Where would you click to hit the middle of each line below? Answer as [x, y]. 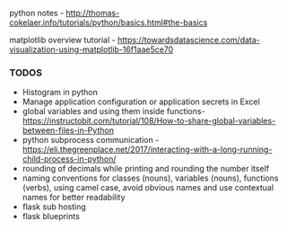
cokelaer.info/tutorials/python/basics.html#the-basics [109, 22]
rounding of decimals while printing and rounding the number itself [146, 169]
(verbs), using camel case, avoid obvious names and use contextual [148, 188]
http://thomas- [93, 13]
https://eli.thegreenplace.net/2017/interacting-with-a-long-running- [147, 150]
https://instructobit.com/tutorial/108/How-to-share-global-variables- [149, 121]
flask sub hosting [54, 207]
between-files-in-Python [68, 130]
